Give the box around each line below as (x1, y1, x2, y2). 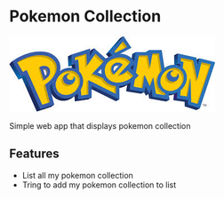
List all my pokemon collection (21, 170, 133, 180)
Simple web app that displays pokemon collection (9, 120, 191, 131)
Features (9, 147, 60, 162)
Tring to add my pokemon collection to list (21, 179, 177, 190)
